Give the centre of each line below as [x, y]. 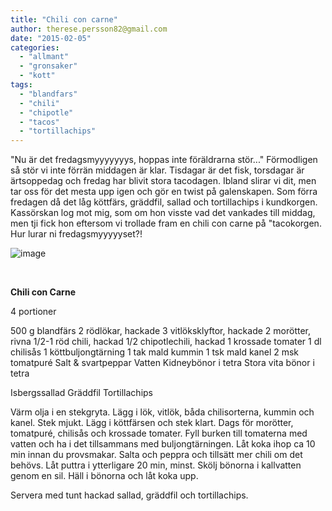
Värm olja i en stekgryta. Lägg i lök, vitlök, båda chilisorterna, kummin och [162, 412]
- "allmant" [44, 57]
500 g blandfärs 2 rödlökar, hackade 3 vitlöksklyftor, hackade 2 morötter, [160, 331]
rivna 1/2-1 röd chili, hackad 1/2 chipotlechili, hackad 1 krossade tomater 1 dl [166, 342]
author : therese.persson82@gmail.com [89, 29]
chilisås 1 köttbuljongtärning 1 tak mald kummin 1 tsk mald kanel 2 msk [155, 352]
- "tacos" [39, 122]
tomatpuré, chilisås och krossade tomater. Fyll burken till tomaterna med [159, 433]
